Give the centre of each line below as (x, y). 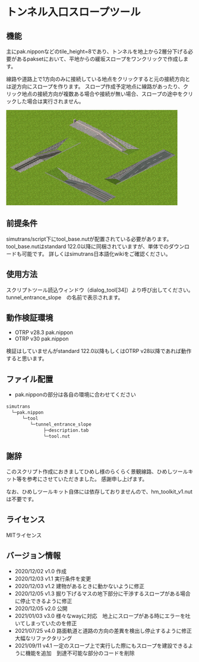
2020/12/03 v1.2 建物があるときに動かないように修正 (80, 586)
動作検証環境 (30, 318)
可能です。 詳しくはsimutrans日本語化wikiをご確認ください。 (96, 254)
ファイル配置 (30, 379)
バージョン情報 (34, 556)
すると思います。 (27, 358)
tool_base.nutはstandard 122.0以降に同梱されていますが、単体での (88, 246)
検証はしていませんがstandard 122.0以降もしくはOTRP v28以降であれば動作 (99, 351)
